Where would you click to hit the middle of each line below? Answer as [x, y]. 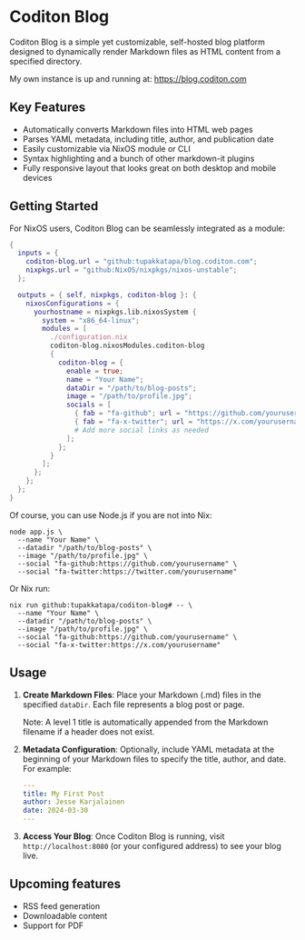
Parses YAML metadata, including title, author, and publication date [148, 139]
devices [37, 177]
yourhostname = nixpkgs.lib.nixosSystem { [115, 312]
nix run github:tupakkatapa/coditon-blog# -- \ [101, 605]
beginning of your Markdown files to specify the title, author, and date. [154, 759]
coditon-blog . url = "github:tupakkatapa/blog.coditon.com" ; [142, 262]
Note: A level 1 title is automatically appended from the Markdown [145, 722]
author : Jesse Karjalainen [74, 802]
